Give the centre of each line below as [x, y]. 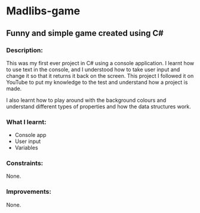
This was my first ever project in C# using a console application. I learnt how [100, 63]
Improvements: [29, 191]
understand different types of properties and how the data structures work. [99, 106]
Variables [26, 148]
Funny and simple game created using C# [85, 33]
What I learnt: [26, 122]
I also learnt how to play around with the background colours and [86, 100]
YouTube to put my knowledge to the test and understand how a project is [97, 82]
